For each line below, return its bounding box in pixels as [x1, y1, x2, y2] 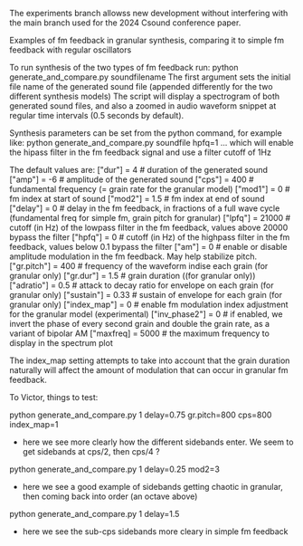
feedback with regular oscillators [9, 44, 132, 55]
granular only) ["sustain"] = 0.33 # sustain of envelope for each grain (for [9, 290, 283, 300]
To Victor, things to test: [9, 392, 99, 402]
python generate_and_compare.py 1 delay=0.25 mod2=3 [9, 464, 220, 474]
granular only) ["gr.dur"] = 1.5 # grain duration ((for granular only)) [9, 271, 256, 281]
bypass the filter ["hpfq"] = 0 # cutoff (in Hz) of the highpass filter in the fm [9, 232, 290, 243]
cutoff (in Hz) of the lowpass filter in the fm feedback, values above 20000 [9, 222, 289, 233]
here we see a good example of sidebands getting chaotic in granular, [22, 482, 283, 492]
